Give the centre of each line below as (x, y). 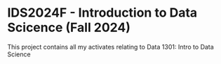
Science (19, 54)
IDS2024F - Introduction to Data (102, 13)
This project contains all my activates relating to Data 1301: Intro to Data (110, 47)
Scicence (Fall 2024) (69, 27)
